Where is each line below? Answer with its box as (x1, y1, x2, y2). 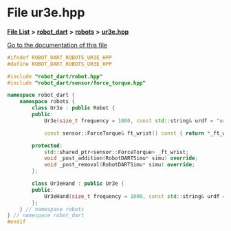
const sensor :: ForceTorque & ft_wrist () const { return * (43, 129, 211, 137)
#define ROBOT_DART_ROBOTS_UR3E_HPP (7, 60, 112, 67)
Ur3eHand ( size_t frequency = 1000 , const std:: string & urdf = (43, 192, 226, 200)
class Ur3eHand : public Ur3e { (32, 180, 125, 187)
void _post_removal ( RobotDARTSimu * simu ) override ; (43, 162, 195, 168)
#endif (7, 219, 26, 225)
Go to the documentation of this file (7, 41, 108, 49)
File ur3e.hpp (7, 5, 85, 21)
